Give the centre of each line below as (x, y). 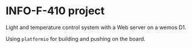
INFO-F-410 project (55, 11)
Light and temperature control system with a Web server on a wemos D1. (96, 27)
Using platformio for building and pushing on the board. (75, 39)
